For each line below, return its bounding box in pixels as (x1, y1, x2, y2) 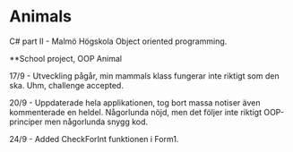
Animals (9, 6, 73, 27)
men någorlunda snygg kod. (44, 116, 149, 127)
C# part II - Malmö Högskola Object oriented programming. (9, 36, 228, 46)
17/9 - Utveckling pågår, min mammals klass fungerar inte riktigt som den (9, 70, 280, 81)
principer (9, 116, 43, 127)
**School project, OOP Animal (9, 53, 123, 63)
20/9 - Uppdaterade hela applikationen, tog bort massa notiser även (9, 97, 261, 108)
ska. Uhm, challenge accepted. (9, 80, 124, 90)
